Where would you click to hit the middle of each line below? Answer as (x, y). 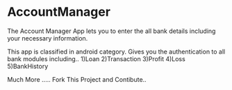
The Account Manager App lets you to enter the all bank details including (111, 31)
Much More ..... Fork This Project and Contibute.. (77, 79)
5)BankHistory (28, 66)
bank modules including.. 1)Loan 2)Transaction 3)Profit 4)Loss (96, 58)
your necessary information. (48, 38)
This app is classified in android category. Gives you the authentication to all (116, 52)
